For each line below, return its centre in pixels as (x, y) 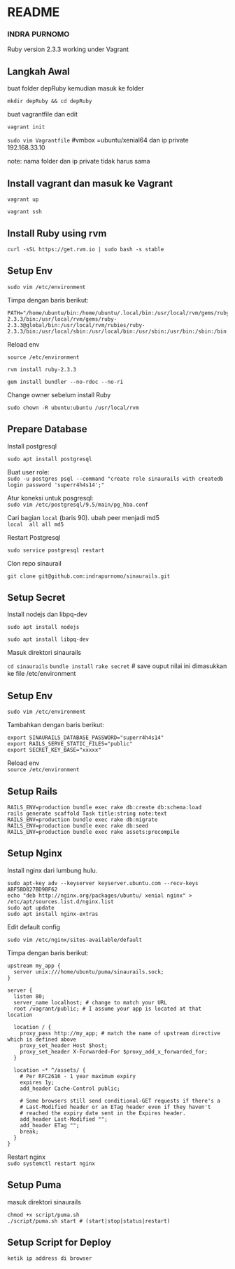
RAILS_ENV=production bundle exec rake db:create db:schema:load (104, 807)
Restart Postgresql (34, 537)
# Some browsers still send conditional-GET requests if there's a (120, 1101)
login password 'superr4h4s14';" (56, 485)
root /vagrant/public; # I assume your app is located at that (107, 1009)
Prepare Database (47, 429)
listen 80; (29, 996)
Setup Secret (36, 597)
